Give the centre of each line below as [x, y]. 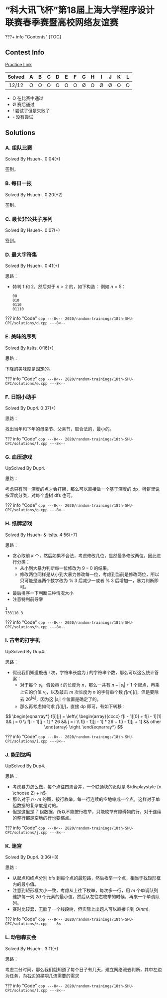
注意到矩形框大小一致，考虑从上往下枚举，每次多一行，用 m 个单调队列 [85, 890]
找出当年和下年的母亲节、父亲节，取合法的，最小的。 [60, 428]
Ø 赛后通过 [23, 104]
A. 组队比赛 [19, 148]
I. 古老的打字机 [23, 640]
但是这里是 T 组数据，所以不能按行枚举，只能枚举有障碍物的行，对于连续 [87, 812]
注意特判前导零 [28, 599]
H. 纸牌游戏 [19, 524]
